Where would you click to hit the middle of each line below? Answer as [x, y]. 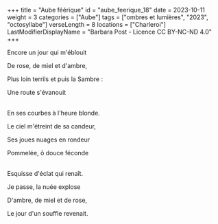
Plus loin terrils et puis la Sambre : [55, 79]
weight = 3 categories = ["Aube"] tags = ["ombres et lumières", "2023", [108, 17]
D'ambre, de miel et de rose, [47, 200]
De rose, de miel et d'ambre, [47, 66]
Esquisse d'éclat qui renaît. [45, 173]
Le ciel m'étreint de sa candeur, [51, 126]
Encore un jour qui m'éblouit [47, 52]
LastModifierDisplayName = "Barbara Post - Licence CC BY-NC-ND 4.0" [110, 32]
